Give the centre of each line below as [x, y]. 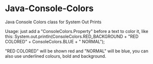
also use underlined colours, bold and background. [56, 56]
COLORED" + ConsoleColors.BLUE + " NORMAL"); [55, 41]
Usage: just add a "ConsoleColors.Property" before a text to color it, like [77, 31]
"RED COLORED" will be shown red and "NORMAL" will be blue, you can [77, 51]
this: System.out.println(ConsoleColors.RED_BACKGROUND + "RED [72, 36]
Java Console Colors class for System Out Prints [53, 22]
